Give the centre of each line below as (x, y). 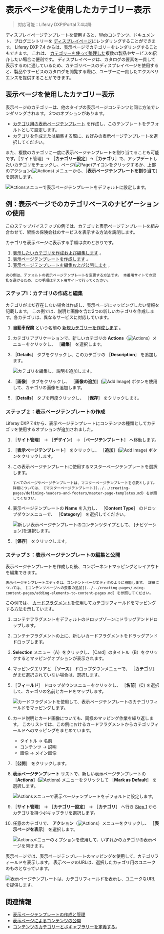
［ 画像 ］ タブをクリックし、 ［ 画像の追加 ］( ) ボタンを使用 (85, 381)
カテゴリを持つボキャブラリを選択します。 (55, 813)
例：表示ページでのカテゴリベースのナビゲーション (82, 204)
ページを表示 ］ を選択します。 (47, 829)
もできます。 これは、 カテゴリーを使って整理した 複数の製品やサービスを (79, 53)
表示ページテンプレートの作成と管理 (49, 914)
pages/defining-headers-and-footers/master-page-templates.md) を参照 (85, 493)
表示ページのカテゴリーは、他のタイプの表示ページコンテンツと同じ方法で (80, 107)
